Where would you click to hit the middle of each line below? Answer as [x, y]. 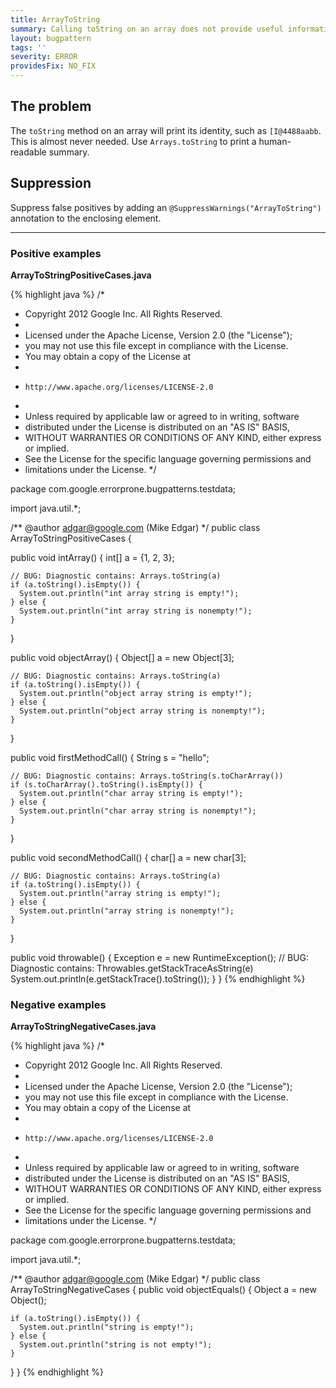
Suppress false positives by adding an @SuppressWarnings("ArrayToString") [166, 207]
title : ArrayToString [55, 19]
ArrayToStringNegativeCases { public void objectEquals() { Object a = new [163, 1290]
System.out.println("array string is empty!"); [120, 893]
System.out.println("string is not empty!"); [116, 1345]
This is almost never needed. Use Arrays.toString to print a [133, 141]
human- [275, 141]
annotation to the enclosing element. [86, 218]
